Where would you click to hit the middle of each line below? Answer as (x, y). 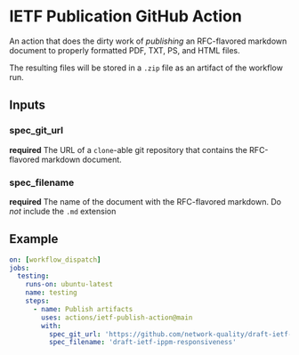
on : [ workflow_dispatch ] (55, 260)
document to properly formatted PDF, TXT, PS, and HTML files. (125, 50)
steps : (37, 301)
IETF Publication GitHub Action (125, 16)
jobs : (19, 268)
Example (34, 239)
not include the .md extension (63, 211)
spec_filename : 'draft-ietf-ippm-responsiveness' (143, 343)
